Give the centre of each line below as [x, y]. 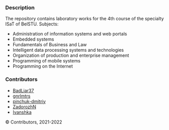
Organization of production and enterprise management [71, 55]
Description [20, 8]
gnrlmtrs [22, 96]
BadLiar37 [23, 90]
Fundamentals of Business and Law [50, 45]
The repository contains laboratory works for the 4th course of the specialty [85, 19]
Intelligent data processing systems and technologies [68, 50]
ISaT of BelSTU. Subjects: [32, 24]
